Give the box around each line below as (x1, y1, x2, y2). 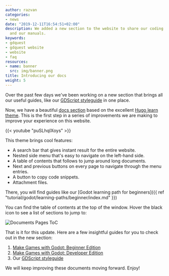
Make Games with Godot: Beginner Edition (12, 244, 101, 250)
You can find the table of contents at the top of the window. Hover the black (5, 204, 163, 210)
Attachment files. (12, 179, 48, 185)
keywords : (5, 36, 26, 41)
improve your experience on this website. (5, 117, 91, 124)
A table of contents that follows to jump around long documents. (12, 158, 146, 164)
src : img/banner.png (10, 69, 53, 74)
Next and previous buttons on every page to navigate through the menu (12, 163, 161, 169)
